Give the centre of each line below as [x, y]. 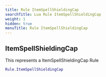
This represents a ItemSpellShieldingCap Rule [52, 60]
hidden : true [19, 24]
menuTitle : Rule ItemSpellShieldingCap [47, 28]
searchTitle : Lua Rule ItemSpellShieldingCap [53, 14]
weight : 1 [15, 19]
